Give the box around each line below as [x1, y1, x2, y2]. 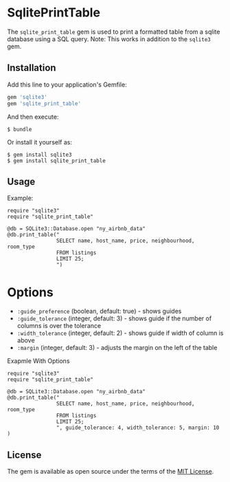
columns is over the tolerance [16, 322, 102, 330]
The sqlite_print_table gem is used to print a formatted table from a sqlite [7, 28, 220, 36]
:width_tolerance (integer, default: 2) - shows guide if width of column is [16, 329, 224, 338]
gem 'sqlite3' [7, 94, 48, 100]
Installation [7, 62, 56, 74]
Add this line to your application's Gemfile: [7, 80, 127, 89]
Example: [7, 194, 34, 202]
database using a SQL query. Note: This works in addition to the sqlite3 [7, 34, 211, 43]
